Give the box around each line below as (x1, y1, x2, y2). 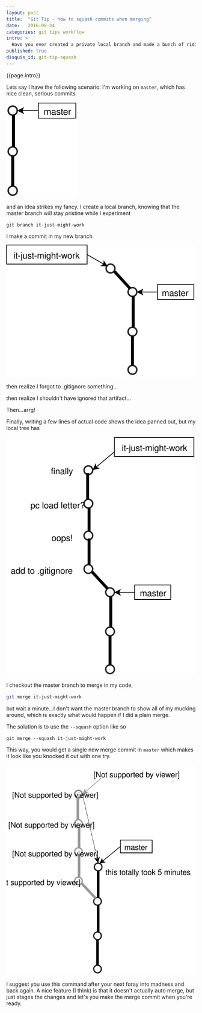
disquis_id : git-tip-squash (6, 54, 77, 60)
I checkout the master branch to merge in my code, (6, 681, 133, 689)
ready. (6, 1000, 22, 1007)
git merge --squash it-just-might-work (6, 735, 106, 741)
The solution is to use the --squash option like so (6, 722, 126, 730)
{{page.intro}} (6, 71, 41, 79)
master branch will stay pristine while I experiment (6, 209, 131, 217)
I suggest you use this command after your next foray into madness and (6, 980, 185, 988)
